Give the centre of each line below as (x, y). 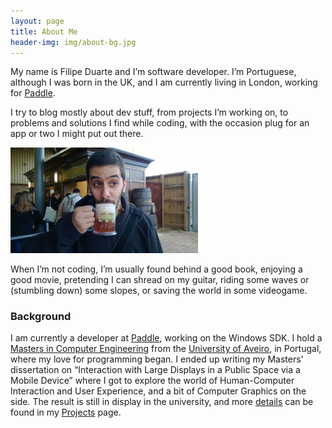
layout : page (37, 21)
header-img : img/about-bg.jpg (73, 42)
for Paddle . (33, 93)
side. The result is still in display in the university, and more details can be (162, 402)
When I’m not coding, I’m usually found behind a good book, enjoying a (156, 269)
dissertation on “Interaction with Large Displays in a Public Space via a (155, 370)
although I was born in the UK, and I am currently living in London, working (164, 82)
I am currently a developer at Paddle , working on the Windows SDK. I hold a (166, 338)
